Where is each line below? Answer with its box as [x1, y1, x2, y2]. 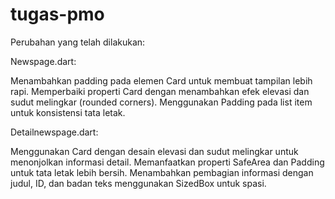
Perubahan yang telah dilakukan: [10, 36, 146, 48]
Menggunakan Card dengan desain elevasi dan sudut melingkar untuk [10, 145, 299, 157]
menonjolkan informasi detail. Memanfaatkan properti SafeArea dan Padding [10, 156, 325, 168]
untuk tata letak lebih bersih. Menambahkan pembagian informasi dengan [10, 166, 314, 178]
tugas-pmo [10, 3, 105, 26]
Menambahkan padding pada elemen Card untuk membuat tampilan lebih [10, 74, 313, 87]
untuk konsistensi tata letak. [10, 106, 126, 118]
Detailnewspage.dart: [10, 126, 99, 138]
